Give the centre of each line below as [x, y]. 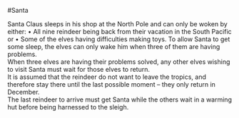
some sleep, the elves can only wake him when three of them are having [114, 47]
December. [24, 92]
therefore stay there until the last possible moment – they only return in [112, 84]
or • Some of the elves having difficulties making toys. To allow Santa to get [119, 39]
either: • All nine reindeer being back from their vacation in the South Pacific [119, 32]
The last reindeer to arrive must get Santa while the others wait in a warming [119, 100]
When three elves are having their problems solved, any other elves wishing [119, 62]
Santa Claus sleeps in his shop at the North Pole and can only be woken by [118, 24]
